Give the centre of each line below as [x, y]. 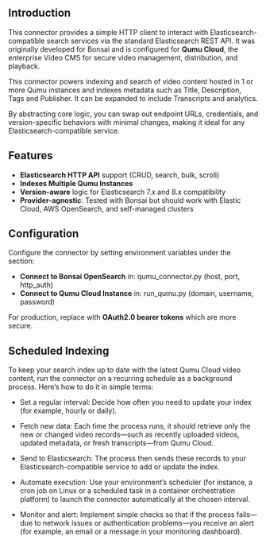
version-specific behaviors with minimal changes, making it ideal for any [127, 122]
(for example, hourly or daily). [68, 411]
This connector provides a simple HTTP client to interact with [108, 32]
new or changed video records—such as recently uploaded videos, [129, 435]
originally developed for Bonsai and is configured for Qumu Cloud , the [123, 49]
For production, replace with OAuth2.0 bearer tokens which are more [122, 317]
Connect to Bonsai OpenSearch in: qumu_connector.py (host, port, [130, 277]
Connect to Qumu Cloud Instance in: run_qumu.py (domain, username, [137, 293]
